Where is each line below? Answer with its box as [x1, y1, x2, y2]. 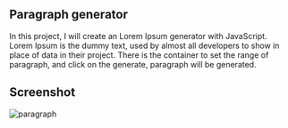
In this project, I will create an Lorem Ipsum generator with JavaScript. [9, 30, 267, 41]
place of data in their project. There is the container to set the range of [9, 49, 269, 60]
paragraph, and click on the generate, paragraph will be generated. [9, 59, 257, 69]
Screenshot [9, 84, 76, 100]
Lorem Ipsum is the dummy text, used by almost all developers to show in [9, 40, 280, 51]
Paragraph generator [9, 7, 128, 22]
